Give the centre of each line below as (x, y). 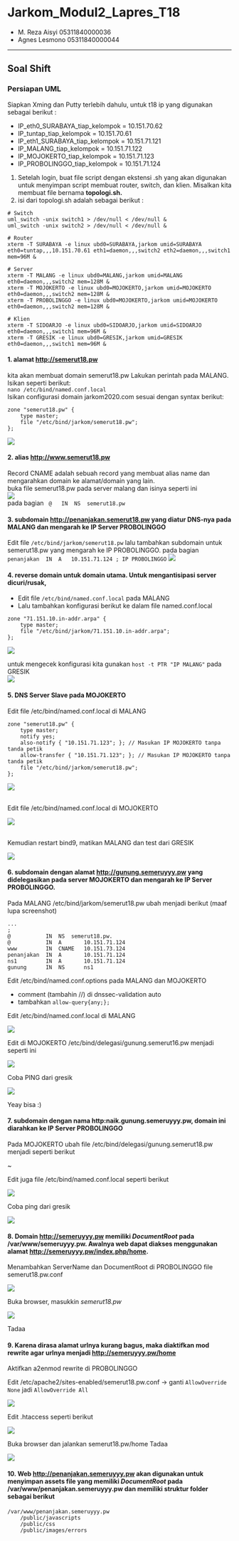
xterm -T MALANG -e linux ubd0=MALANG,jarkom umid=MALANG (95, 275)
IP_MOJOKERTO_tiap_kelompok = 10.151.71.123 (86, 156)
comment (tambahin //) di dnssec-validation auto (89, 994)
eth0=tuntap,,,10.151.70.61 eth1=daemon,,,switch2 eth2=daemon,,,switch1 (119, 250)
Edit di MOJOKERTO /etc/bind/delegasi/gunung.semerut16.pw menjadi (111, 1042)
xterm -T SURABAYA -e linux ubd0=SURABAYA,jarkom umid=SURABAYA (105, 244)
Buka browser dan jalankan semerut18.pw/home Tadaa (88, 1444)
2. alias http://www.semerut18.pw (59, 457)
